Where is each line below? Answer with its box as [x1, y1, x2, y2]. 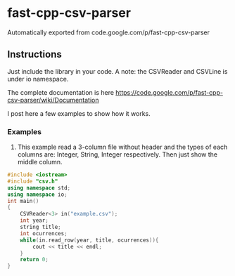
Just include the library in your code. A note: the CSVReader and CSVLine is [7, 67, 228, 75]
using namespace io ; [7, 191, 68, 198]
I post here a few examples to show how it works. [7, 109, 151, 117]
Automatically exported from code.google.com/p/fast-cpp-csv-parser [7, 28, 210, 37]
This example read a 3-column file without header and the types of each [17, 143, 228, 152]
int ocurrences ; [20, 230, 68, 237]
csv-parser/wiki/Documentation [7, 96, 99, 104]
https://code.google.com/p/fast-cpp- [115, 88, 224, 96]
